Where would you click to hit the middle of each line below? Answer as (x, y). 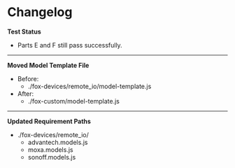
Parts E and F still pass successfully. (70, 45)
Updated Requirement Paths (49, 121)
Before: (28, 78)
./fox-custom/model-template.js (74, 101)
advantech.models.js (58, 142)
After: (26, 93)
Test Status (24, 31)
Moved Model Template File (48, 65)
